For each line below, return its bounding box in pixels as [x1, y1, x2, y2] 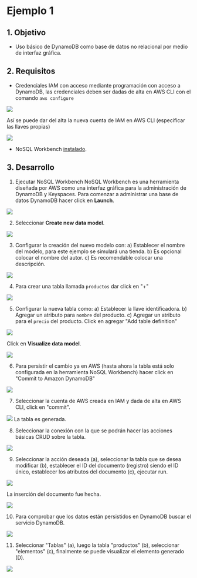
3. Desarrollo [6, 163, 55, 173]
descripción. [15, 260, 46, 267]
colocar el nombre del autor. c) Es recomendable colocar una [15, 254, 163, 261]
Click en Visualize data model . [6, 340, 81, 347]
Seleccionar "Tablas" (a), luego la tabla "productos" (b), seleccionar [15, 542, 179, 549]
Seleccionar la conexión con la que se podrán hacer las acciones [15, 427, 172, 434]
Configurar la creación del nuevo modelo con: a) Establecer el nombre [15, 241, 185, 248]
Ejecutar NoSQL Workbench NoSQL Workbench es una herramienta [15, 178, 179, 185]
